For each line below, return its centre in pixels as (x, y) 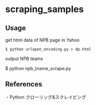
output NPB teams (24, 59)
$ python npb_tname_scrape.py (38, 68)
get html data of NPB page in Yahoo (42, 40)
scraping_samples (45, 9)
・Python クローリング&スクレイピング (46, 97)
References (24, 84)
